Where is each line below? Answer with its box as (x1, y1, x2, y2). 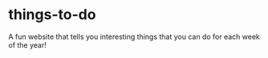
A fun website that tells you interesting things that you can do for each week (8, 32, 261, 41)
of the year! (8, 40, 47, 49)
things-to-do (8, 6, 96, 24)
